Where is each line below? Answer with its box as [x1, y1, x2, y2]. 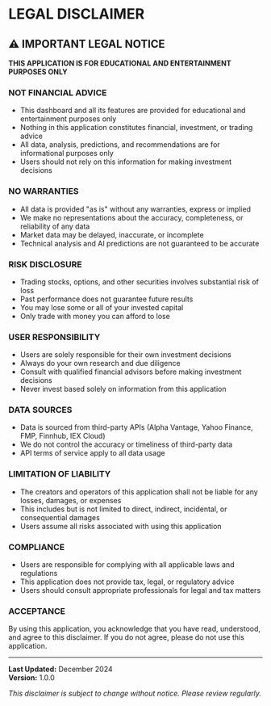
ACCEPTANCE [8, 606, 66, 616]
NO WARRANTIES [8, 186, 79, 197]
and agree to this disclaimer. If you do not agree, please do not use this [8, 632, 244, 642]
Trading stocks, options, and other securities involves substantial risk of [19, 276, 260, 287]
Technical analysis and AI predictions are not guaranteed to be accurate [19, 238, 260, 248]
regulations [19, 569, 58, 578]
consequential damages [19, 512, 101, 522]
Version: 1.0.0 [8, 673, 55, 683]
